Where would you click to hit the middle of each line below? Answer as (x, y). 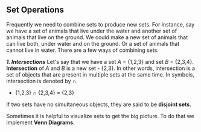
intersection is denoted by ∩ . (42, 81)
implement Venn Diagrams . (40, 122)
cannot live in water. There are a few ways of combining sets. (82, 50)
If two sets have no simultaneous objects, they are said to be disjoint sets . (99, 104)
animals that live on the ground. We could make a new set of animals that (97, 37)
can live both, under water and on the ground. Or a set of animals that (93, 43)
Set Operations (35, 10)
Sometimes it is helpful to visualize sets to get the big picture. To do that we (100, 116)
